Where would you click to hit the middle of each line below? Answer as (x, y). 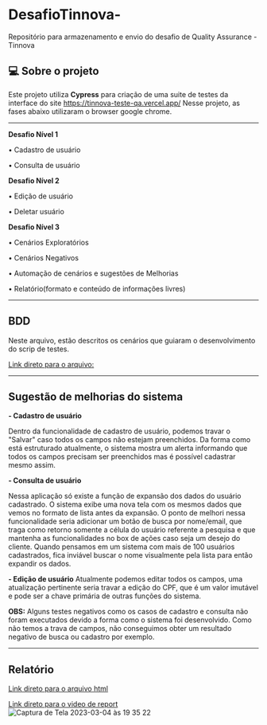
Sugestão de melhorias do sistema (96, 396)
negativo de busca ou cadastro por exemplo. (81, 637)
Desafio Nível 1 (33, 134)
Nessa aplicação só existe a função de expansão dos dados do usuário (125, 496)
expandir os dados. (40, 564)
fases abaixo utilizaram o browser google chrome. (90, 111)
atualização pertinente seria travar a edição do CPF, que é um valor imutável (133, 588)
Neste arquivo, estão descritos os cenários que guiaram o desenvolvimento (132, 340)
